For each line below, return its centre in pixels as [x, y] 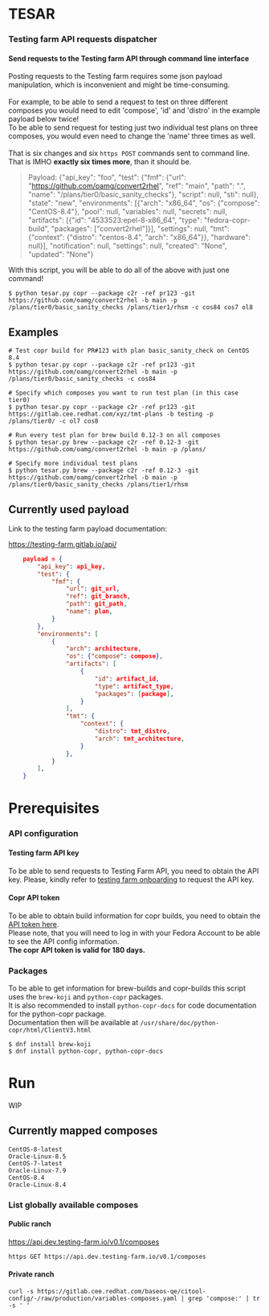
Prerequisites [54, 808]
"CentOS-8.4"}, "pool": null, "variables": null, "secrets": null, [127, 212]
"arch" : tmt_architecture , [139, 739]
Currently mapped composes [83, 1131]
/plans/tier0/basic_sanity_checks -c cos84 [82, 379]
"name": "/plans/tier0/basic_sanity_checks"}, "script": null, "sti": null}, [143, 195]
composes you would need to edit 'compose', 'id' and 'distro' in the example [134, 110]
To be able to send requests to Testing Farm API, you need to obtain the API [134, 871]
